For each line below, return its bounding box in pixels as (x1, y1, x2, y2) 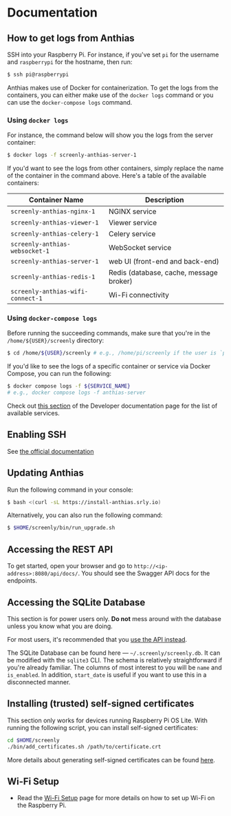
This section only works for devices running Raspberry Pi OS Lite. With (7, 716, 208, 724)
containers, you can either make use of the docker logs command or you (7, 91, 214, 99)
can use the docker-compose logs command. (7, 98, 133, 106)
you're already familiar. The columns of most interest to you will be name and (7, 663, 222, 671)
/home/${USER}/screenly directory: (7, 336, 104, 345)
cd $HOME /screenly (7, 737, 60, 744)
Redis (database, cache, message (109, 268, 218, 278)
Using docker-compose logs (7, 313, 98, 323)
